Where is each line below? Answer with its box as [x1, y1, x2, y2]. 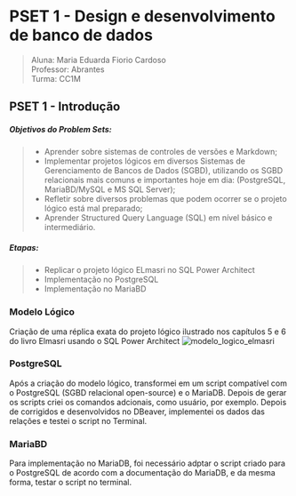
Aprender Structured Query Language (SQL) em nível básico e [44, 212, 273, 223]
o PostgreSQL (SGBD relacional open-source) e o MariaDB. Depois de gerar [9, 387, 287, 397]
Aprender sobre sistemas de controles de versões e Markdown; [44, 147, 278, 157]
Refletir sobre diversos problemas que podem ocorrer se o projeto [44, 194, 287, 204]
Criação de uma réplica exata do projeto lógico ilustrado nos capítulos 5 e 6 [9, 326, 286, 337]
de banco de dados [9, 25, 154, 45]
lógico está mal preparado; [44, 203, 143, 214]
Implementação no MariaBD [44, 284, 147, 294]
